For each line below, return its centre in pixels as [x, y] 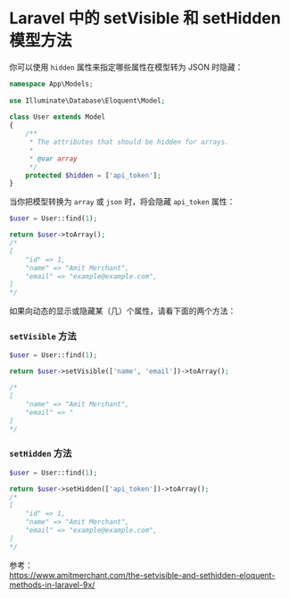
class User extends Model [57, 117]
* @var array [53, 158]
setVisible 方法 [43, 336]
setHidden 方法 [41, 453]
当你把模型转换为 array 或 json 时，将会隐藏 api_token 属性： [122, 202]
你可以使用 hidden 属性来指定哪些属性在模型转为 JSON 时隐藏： [126, 67]
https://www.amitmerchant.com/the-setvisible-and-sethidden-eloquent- [142, 575]
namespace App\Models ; [51, 84]
